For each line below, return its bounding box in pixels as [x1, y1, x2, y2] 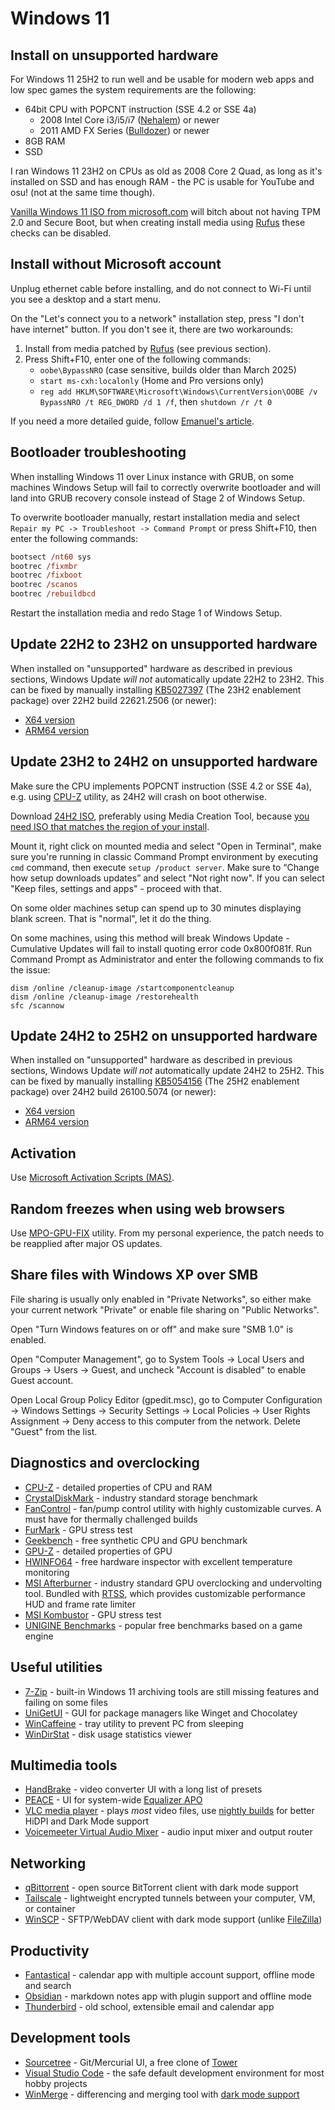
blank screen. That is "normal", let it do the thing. [10, 912, 212, 924]
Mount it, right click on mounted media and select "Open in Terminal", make [10, 840, 322, 852]
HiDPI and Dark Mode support [24, 1815, 150, 1827]
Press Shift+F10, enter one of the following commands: [24, 353, 252, 365]
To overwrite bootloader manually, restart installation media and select [10, 511, 301, 523]
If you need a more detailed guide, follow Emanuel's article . [10, 415, 255, 427]
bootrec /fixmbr [10, 561, 78, 571]
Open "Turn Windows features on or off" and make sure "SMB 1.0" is [10, 1323, 294, 1335]
